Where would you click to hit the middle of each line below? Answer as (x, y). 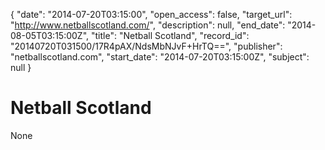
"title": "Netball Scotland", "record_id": (170, 35)
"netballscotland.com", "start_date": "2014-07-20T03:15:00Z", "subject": (160, 57)
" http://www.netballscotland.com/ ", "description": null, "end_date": (148, 25)
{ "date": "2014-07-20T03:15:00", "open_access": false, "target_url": (151, 14)
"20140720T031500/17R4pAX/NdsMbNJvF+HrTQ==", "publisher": (146, 46)
